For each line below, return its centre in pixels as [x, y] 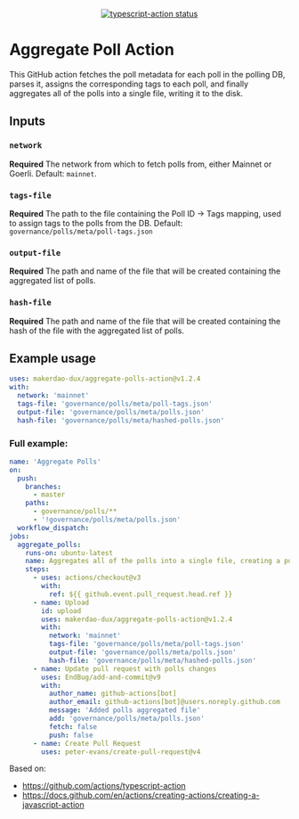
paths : [37, 504]
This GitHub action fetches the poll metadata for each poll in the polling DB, [147, 74]
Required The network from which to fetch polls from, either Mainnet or [141, 164]
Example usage [53, 358]
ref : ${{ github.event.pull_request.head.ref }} [141, 594]
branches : [44, 487]
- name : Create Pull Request [87, 743]
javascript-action [53, 805]
